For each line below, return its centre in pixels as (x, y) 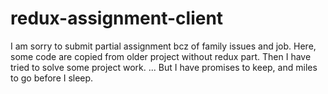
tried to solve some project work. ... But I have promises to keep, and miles (164, 67)
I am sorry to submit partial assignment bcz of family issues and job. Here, (163, 46)
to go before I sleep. (52, 78)
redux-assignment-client (117, 18)
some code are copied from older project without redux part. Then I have (161, 56)
